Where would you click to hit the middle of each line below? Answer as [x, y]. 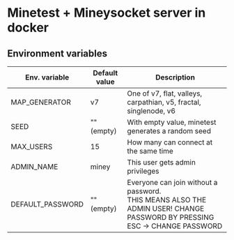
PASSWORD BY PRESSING [171, 217]
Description [175, 77]
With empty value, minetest [172, 122]
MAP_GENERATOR [41, 102]
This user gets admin [162, 162]
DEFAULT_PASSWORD [47, 204]
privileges [143, 171]
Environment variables [57, 53]
